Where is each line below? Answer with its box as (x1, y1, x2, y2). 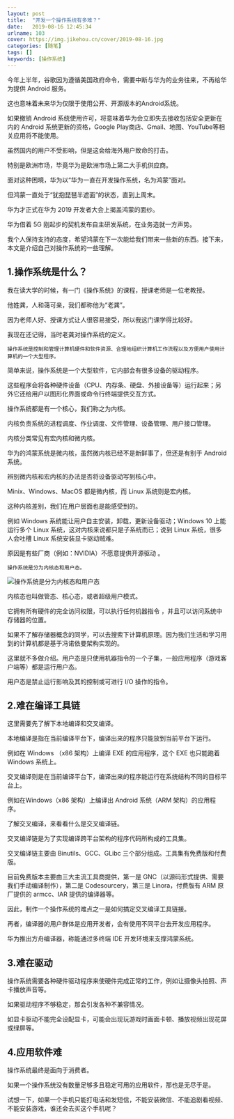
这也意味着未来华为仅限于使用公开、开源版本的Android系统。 (7, 99, 182, 107)
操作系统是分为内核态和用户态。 (7, 564, 86, 571)
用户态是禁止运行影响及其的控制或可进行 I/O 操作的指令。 (7, 677, 172, 686)
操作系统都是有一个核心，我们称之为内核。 (7, 404, 130, 412)
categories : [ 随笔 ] (7, 43, 62, 49)
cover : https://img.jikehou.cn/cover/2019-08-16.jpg (7, 36, 164, 43)
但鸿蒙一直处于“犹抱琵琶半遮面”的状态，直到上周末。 (7, 190, 159, 199)
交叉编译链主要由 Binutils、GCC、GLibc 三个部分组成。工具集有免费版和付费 (7, 849, 226, 858)
